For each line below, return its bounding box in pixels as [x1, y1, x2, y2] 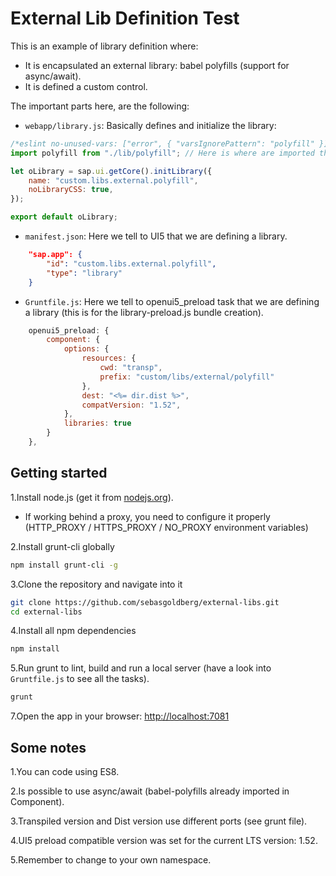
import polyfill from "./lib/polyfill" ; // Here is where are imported [10, 148, 315, 158]
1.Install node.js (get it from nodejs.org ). [10, 491, 174, 503]
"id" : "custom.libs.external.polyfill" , [46, 258, 217, 269]
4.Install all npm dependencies [10, 625, 137, 637]
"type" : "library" [46, 268, 123, 278]
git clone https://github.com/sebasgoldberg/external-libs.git [10, 597, 280, 607]
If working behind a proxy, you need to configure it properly [24, 510, 271, 522]
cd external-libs [10, 607, 83, 617]
